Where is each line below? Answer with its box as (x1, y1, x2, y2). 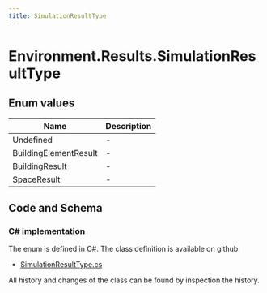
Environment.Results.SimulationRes (8, 46, 256, 65)
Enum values (8, 97, 75, 110)
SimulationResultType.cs (19, 260, 103, 269)
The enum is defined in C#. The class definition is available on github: (8, 244, 240, 254)
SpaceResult (12, 174, 61, 185)
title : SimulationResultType (8, 11, 107, 20)
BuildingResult (12, 160, 67, 171)
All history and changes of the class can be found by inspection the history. (8, 275, 261, 285)
